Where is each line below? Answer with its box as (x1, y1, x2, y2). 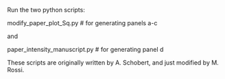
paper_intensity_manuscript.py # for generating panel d (7, 46, 164, 53)
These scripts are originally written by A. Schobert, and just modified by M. (7, 59, 220, 67)
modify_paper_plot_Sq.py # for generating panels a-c (7, 19, 158, 27)
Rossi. (7, 66, 25, 74)
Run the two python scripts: (7, 6, 86, 14)
